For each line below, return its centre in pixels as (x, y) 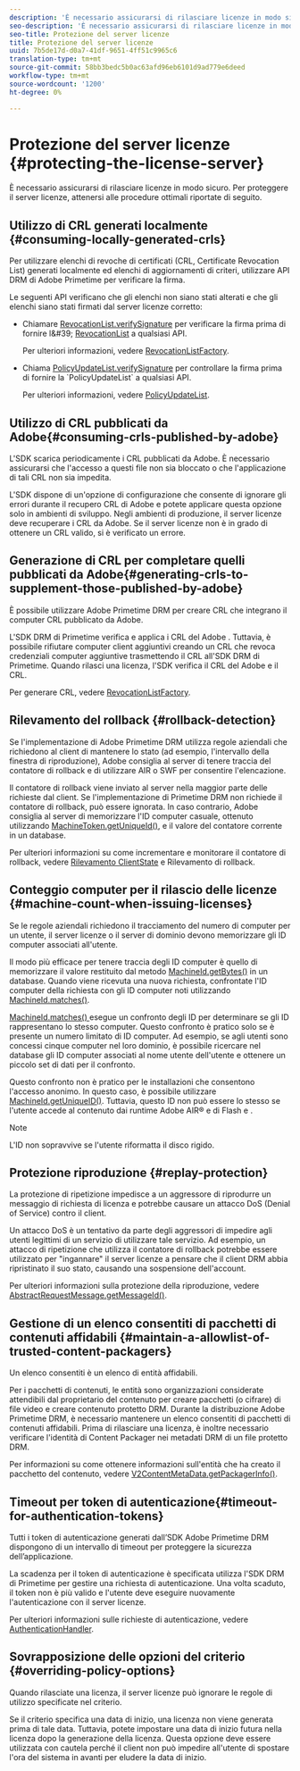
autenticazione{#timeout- (204, 1502)
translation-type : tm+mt (55, 59)
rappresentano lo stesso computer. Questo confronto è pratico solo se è (142, 1026)
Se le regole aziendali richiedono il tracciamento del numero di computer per (150, 925)
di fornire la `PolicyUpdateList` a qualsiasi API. (107, 378)
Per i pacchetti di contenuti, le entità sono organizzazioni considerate (137, 1391)
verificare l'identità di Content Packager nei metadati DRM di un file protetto (149, 1438)
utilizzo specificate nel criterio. (66, 1701)
